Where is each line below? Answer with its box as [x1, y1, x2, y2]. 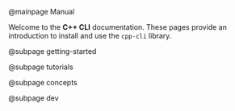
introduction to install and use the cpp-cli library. [8, 31, 172, 40]
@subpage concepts [8, 78, 78, 87]
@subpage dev [8, 93, 59, 103]
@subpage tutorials [8, 62, 74, 72]
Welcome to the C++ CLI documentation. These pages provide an [8, 23, 228, 31]
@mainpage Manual [8, 7, 75, 16]
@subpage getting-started [8, 47, 97, 55]
